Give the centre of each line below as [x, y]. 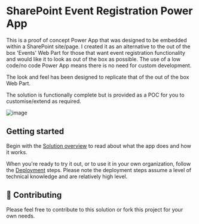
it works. [17, 152]
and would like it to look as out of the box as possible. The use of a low [94, 59]
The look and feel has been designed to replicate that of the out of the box [98, 77]
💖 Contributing [34, 195]
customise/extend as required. [44, 101]
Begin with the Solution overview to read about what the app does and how [99, 146]
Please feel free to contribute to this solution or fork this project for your [95, 209]
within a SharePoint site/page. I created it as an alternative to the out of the [98, 46]
